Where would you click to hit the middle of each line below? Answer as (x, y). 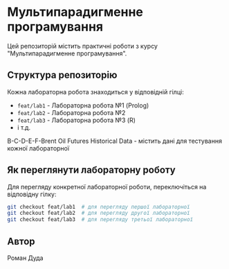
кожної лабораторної (38, 148)
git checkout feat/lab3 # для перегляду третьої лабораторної (100, 220)
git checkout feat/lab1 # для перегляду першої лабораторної (99, 207)
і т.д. (24, 127)
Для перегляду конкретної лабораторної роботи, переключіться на (107, 186)
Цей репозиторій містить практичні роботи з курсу (82, 46)
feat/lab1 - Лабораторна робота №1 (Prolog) (83, 105)
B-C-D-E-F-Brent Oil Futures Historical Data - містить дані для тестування (115, 141)
